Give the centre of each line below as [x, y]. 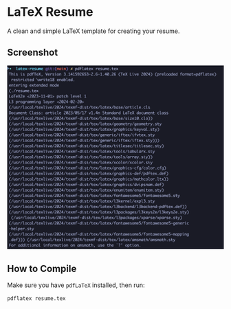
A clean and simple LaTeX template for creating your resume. [93, 31]
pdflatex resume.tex [37, 299]
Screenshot [33, 53]
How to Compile [42, 268]
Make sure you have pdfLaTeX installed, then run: [76, 285]
